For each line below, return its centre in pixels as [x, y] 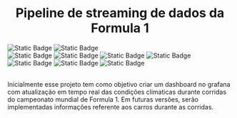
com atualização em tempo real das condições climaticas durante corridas [117, 92]
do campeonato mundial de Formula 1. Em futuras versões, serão [103, 99]
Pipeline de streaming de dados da [120, 13]
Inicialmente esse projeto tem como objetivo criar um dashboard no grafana [119, 84]
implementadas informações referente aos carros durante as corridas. [111, 107]
